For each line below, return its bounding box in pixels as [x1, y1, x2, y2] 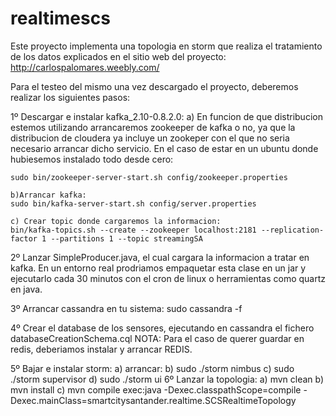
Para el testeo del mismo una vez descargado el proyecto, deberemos [10, 80, 299, 92]
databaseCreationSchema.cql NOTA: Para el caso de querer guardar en [10, 332, 305, 344]
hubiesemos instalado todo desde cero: [10, 153, 174, 165]
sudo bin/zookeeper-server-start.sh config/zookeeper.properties [10, 172, 288, 182]
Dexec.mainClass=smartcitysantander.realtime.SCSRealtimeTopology [10, 394, 297, 406]
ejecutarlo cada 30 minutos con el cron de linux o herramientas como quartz [10, 272, 326, 284]
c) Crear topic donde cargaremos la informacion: [10, 216, 222, 226]
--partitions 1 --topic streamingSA [50, 233, 203, 244]
